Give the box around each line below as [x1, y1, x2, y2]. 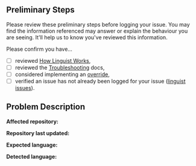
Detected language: [6, 153, 57, 160]
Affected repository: [6, 118, 58, 125]
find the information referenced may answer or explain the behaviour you [6, 27, 188, 34]
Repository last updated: [6, 129, 70, 136]
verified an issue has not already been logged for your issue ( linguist [14, 78, 186, 85]
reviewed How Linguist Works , [14, 57, 91, 64]
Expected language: [6, 141, 58, 148]
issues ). [14, 85, 35, 92]
